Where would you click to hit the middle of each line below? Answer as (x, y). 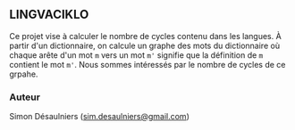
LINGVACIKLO (49, 15)
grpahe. (24, 74)
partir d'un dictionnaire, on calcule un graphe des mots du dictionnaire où (144, 45)
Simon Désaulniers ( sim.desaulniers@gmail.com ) (99, 117)
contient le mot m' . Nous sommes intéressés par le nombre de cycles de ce (147, 64)
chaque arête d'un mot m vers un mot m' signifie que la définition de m (136, 55)
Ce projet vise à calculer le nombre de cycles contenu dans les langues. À (145, 36)
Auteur (25, 97)
